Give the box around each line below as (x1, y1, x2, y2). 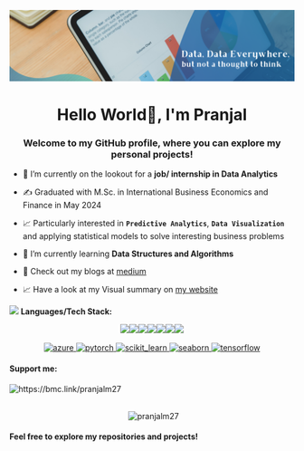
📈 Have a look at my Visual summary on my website (22, 284, 219, 295)
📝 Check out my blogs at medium (22, 266, 147, 277)
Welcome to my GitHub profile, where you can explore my (23, 137, 281, 149)
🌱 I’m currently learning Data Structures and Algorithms (22, 248, 234, 259)
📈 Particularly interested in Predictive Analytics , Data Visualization (22, 218, 285, 229)
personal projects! (110, 149, 194, 161)
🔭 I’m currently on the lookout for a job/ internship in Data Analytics (22, 168, 279, 179)
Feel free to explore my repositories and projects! (9, 431, 199, 442)
